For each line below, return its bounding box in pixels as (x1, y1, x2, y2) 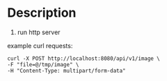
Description (7, 5, 77, 21)
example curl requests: (7, 41, 73, 50)
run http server (17, 28, 61, 36)
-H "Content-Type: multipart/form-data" (7, 67, 127, 74)
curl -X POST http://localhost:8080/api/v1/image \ (7, 54, 160, 62)
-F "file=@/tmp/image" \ (7, 61, 79, 68)
